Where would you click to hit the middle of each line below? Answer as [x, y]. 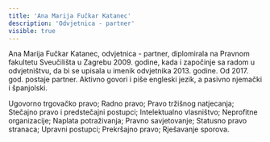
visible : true [32, 31]
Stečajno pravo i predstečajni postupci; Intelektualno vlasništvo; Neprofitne [133, 112]
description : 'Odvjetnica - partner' [72, 23]
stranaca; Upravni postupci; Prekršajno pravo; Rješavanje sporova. [119, 129]
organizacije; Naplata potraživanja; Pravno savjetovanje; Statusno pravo [128, 121]
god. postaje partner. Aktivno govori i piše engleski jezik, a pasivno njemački [135, 79]
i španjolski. [28, 88]
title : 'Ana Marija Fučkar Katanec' [70, 16]
